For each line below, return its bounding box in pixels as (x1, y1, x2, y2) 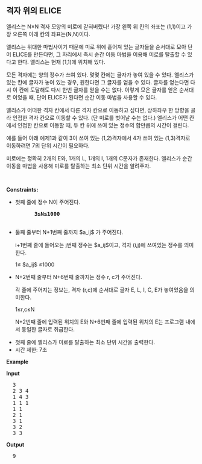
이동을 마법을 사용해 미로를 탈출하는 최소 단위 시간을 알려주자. (6, 162, 151, 169)
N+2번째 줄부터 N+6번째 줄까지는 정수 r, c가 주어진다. (14, 273, 143, 280)
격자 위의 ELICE (6, 5, 62, 16)
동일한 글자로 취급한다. (21, 325, 75, 333)
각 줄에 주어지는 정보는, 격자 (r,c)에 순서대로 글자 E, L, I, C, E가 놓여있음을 (14, 286, 189, 293)
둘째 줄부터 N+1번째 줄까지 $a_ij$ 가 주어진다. (14, 228, 124, 236)
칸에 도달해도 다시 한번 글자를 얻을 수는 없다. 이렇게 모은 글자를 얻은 (19, 86, 178, 93)
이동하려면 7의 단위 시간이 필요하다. (6, 142, 90, 149)
